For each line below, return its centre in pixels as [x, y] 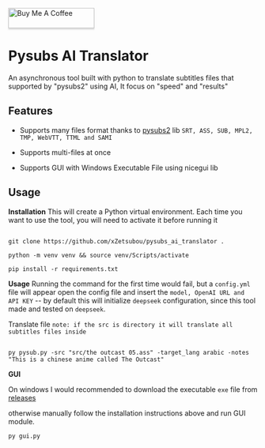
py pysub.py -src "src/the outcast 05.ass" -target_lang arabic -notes [129, 352]
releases [22, 397]
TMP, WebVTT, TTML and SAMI [66, 137]
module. [22, 421]
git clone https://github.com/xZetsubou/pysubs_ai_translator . [116, 241]
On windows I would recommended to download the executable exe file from [133, 389]
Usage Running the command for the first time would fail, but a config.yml [129, 284]
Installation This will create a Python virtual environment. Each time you [125, 211]
